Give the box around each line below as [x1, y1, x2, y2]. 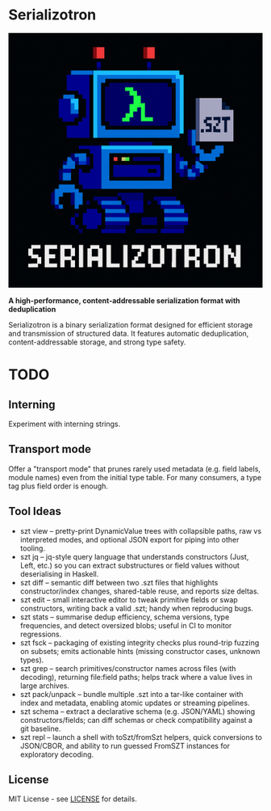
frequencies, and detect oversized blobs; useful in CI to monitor [19, 620, 232, 630]
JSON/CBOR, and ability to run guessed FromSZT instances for [19, 741, 231, 750]
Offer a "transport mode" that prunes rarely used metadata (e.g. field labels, [8, 463, 261, 474]
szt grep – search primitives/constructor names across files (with [19, 663, 236, 673]
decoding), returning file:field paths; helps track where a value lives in [19, 672, 252, 682]
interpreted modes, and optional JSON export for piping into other [19, 534, 240, 544]
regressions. [19, 629, 62, 639]
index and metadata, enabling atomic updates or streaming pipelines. [19, 698, 250, 708]
